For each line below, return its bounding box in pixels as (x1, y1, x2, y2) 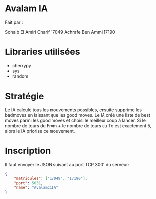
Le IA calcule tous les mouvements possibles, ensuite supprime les (5, 107, 142, 113)
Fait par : (5, 19, 23, 25)
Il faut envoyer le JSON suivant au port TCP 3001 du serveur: (5, 161, 130, 167)
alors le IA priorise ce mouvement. (5, 128, 75, 134)
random (12, 73, 29, 79)
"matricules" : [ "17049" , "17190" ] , (14, 176, 88, 181)
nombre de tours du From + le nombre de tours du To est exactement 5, (5, 122, 152, 129)
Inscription (5, 146, 51, 156)
